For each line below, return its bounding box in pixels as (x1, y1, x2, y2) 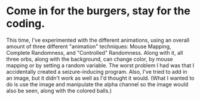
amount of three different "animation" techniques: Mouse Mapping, (6, 43, 171, 50)
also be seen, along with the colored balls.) (6, 87, 112, 94)
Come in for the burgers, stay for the (6, 4, 191, 18)
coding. (6, 17, 45, 30)
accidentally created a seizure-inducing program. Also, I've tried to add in (6, 68, 187, 75)
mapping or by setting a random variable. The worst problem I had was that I (6, 61, 195, 69)
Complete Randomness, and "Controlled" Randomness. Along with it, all (6, 49, 183, 56)
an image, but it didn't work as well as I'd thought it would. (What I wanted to (6, 74, 195, 82)
